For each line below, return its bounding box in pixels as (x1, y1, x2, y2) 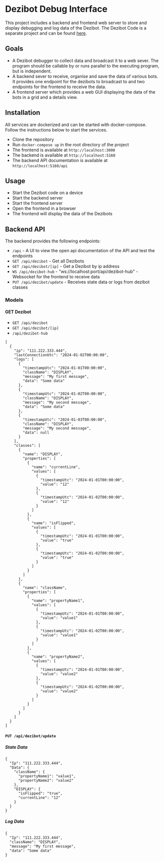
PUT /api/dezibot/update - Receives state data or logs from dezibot (12, 279, 150, 285)
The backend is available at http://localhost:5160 (12, 152, 116, 158)
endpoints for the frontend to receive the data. (12, 84, 106, 90)
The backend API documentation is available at (12, 157, 108, 163)
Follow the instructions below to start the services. (5, 127, 107, 133)
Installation (5, 108, 40, 117)
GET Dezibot (5, 309, 32, 315)
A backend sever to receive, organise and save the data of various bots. (12, 73, 159, 79)
